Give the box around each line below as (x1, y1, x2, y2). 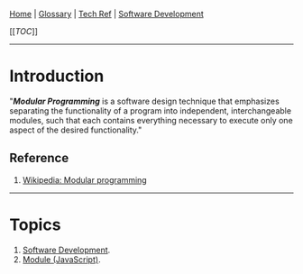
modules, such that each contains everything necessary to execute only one (9, 114, 293, 125)
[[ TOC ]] (9, 26, 38, 36)
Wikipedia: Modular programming (22, 174, 147, 185)
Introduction (9, 66, 105, 87)
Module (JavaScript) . (22, 253, 101, 265)
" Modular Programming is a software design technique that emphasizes (9, 96, 280, 106)
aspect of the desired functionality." (9, 124, 142, 135)
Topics (9, 215, 61, 234)
